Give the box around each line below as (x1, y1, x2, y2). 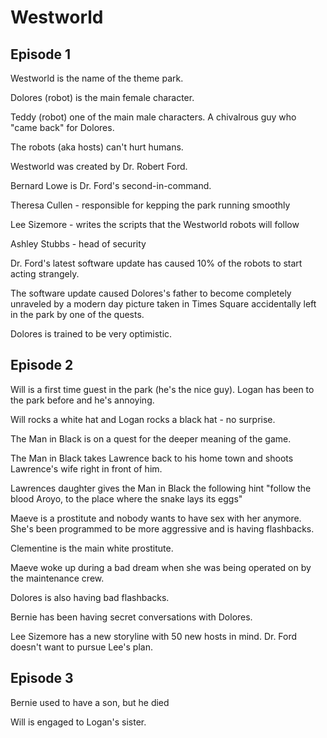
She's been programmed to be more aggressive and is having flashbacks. (10, 522, 315, 535)
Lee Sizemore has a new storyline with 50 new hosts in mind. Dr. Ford (10, 630, 298, 642)
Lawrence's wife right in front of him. (10, 462, 163, 475)
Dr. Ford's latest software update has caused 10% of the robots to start (10, 257, 303, 269)
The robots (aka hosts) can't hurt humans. (10, 141, 184, 153)
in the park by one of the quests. (10, 309, 145, 320)
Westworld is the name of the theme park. (10, 72, 184, 84)
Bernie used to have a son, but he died (10, 696, 170, 708)
